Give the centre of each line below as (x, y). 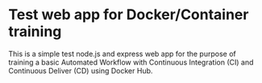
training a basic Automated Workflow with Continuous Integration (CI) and (131, 62)
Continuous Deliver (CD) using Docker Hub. (81, 70)
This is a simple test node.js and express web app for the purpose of (122, 53)
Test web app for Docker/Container (129, 15)
